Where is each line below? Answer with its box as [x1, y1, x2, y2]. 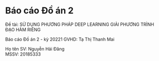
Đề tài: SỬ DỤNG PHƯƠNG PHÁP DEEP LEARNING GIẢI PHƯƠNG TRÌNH [5, 21, 154, 27]
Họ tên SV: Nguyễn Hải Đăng [5, 46, 65, 52]
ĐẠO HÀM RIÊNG [5, 26, 41, 32]
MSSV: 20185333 [5, 51, 41, 57]
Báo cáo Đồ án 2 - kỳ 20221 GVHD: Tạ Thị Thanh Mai [5, 36, 115, 42]
